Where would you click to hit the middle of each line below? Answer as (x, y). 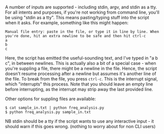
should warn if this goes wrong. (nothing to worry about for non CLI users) (80, 126)
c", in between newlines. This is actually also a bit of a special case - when (81, 63)
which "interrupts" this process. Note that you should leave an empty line (79, 84)
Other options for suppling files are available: (51, 99)
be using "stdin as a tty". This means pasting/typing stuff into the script (77, 17)
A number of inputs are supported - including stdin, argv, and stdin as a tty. (81, 7)
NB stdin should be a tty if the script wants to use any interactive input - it (80, 121)
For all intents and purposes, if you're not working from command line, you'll (82, 12)
